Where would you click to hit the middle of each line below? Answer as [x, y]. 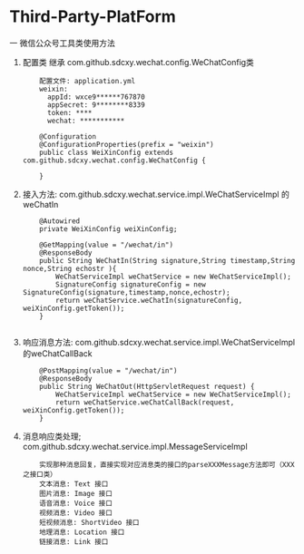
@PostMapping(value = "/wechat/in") [108, 370]
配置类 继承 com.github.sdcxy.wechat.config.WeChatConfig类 [138, 62]
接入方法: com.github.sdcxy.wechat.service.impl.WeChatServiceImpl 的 [156, 194]
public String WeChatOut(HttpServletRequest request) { [147, 386]
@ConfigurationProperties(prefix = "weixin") [127, 144]
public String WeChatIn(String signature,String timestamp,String [167, 260]
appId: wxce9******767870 [96, 97]
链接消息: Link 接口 [74, 541]
